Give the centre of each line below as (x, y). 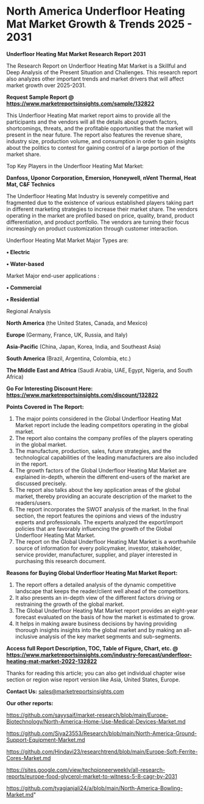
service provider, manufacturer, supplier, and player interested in (96, 554)
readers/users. (33, 503)
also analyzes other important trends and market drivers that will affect (95, 79)
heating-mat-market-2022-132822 (52, 661)
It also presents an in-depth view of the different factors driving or (98, 597)
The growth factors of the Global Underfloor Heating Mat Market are (101, 470)
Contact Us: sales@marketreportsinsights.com (65, 691)
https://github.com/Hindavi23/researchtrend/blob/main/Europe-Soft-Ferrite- (102, 752)
